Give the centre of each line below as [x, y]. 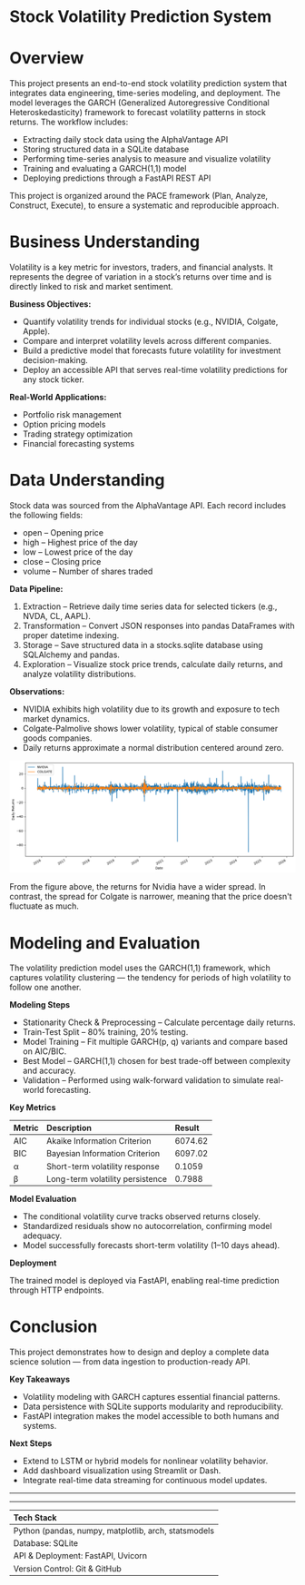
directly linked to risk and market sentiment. [92, 287]
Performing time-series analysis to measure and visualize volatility [147, 159]
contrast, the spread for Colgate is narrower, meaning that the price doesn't [151, 897]
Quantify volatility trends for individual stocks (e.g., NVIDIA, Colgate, [150, 322]
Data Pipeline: [36, 589]
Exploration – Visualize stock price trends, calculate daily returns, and [152, 664]
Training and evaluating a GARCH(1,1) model [104, 169]
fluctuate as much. [44, 906]
